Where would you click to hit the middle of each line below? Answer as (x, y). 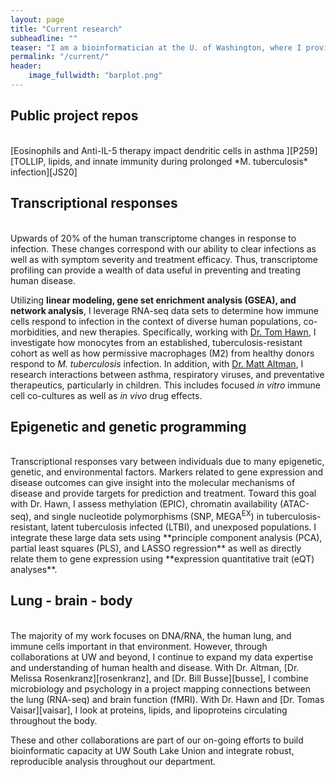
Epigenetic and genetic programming (128, 426)
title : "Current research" (66, 29)
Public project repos (74, 116)
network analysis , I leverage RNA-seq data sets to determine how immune (164, 310)
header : (26, 66)
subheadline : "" (44, 38)
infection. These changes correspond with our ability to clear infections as (163, 248)
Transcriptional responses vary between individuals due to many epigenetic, (167, 462)
